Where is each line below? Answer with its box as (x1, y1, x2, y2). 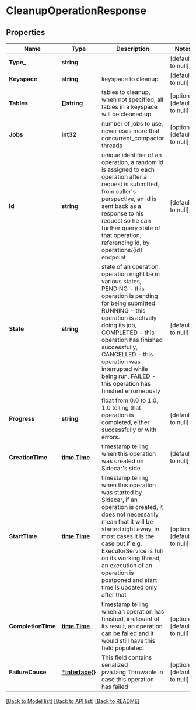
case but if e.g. (101, 539, 142, 548)
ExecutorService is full (101, 547, 163, 555)
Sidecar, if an (101, 496, 138, 504)
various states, (101, 278, 142, 285)
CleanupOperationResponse (6, 4, 147, 18)
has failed (101, 683, 128, 691)
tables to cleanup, (101, 88, 150, 96)
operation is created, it (101, 503, 163, 511)
